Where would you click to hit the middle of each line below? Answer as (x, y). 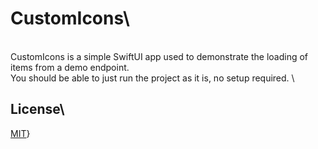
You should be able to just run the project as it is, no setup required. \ (152, 78)
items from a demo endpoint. (70, 67)
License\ (37, 109)
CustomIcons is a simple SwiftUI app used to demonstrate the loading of (159, 56)
